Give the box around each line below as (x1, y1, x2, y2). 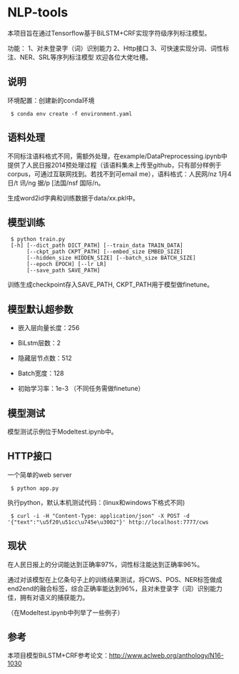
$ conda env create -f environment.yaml (10, 110, 133, 118)
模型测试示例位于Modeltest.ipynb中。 (7, 427, 118, 436)
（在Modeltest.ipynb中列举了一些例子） (7, 608, 124, 617)
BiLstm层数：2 (17, 339, 61, 347)
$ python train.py (10, 236, 66, 243)
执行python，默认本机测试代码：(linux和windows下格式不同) (7, 498, 185, 506)
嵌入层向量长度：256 (17, 324, 80, 332)
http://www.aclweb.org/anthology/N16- (108, 651, 224, 660)
